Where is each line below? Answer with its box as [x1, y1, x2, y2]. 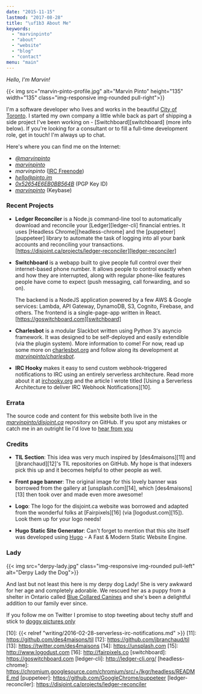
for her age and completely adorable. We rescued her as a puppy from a [6, 587, 186, 594]
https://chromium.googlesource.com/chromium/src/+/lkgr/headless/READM [6, 667, 195, 675]
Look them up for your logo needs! [14, 516, 101, 523]
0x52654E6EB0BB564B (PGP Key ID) [14, 180, 108, 187]
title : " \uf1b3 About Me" [6, 20, 71, 26]
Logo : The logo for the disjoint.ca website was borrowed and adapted [14, 502, 189, 510]
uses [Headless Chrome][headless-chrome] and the [14, 228, 145, 235]
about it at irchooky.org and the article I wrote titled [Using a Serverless [14, 377, 193, 384]
